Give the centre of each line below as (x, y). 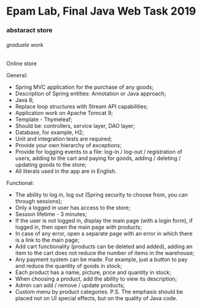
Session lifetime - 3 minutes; (51, 214)
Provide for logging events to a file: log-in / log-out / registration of (99, 152)
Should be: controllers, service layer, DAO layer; (75, 126)
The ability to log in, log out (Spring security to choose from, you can (101, 195)
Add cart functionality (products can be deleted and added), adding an (104, 247)
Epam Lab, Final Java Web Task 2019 (101, 11)
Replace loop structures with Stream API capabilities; (82, 107)
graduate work (25, 44)
